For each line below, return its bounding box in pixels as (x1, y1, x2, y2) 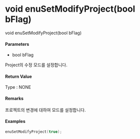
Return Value (5, 73, 32, 79)
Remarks (5, 95, 24, 101)
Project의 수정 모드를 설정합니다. (5, 62, 68, 68)
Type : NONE (5, 84, 31, 90)
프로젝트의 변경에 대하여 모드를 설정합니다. (5, 107, 86, 113)
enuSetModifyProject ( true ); (5, 129, 62, 134)
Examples (5, 119, 26, 124)
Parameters (5, 41, 29, 47)
